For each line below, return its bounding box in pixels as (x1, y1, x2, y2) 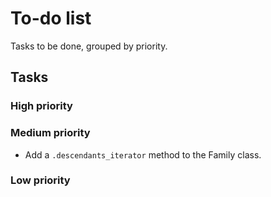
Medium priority (10, 126, 91, 140)
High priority (10, 99, 73, 113)
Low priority (10, 173, 71, 187)
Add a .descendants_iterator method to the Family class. (24, 148, 262, 161)
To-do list (10, 7, 92, 30)
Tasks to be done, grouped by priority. (10, 40, 168, 52)
